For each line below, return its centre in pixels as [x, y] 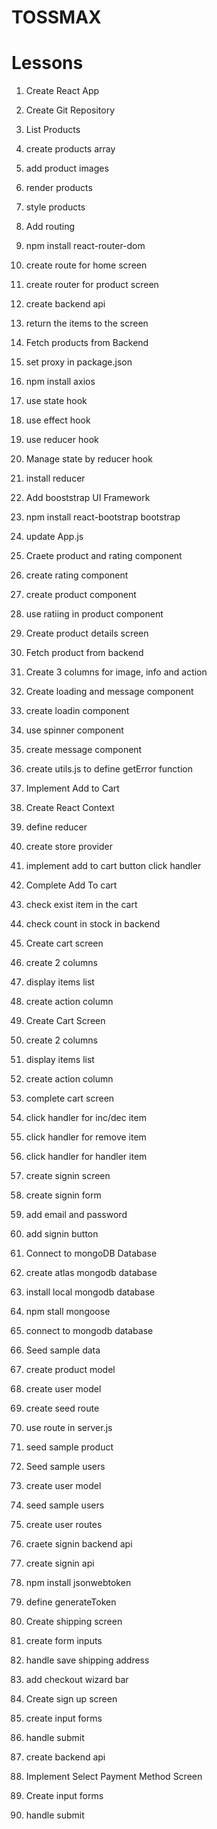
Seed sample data [63, 1350]
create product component [81, 595]
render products [59, 188]
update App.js [54, 537]
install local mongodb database [90, 1292]
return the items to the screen [87, 323]
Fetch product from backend [84, 653]
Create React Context [70, 808]
